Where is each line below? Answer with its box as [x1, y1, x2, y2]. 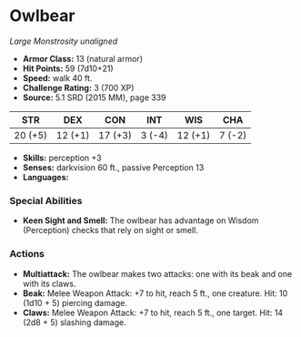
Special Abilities [9, 194, 83, 207]
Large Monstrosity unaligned [9, 36, 118, 46]
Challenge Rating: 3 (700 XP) [22, 82, 135, 93]
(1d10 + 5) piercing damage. [22, 297, 127, 308]
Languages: [22, 171, 69, 182]
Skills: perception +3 [22, 152, 102, 163]
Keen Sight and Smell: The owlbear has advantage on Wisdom [22, 215, 259, 226]
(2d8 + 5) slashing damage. [22, 316, 126, 328]
